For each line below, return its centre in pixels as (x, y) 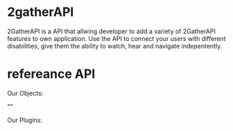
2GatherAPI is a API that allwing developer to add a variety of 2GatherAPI (112, 31)
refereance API (51, 74)
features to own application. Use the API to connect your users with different (116, 38)
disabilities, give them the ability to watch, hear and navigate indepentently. (115, 46)
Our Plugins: (25, 120)
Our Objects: (25, 93)
